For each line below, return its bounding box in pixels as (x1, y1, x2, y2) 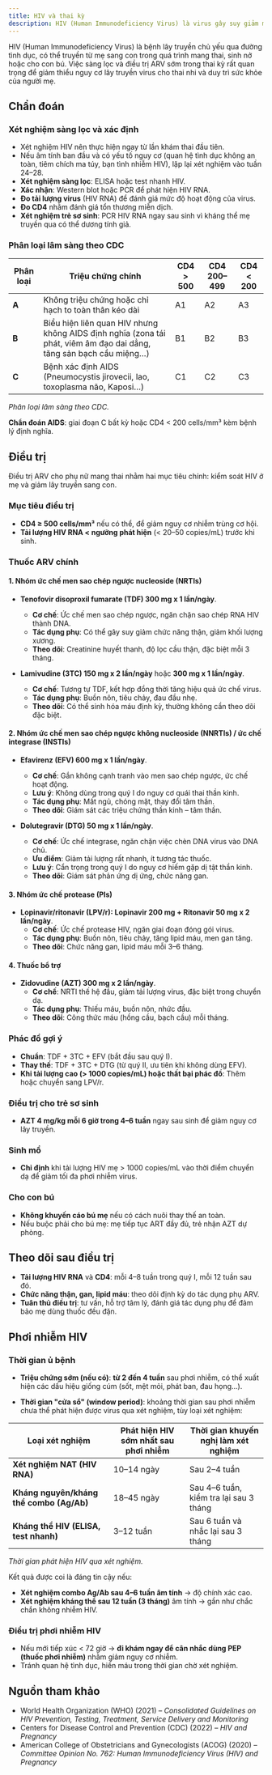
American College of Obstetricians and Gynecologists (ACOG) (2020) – (19, 1740, 257, 1750)
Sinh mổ (8, 1144, 42, 1156)
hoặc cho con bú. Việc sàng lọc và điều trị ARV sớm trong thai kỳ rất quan (8, 58, 255, 69)
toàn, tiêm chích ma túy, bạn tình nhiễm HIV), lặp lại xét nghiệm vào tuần (19, 159, 261, 169)
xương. (32, 635, 56, 645)
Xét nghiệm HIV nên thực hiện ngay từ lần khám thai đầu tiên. (19, 142, 225, 152)
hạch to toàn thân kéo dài (43, 304, 140, 316)
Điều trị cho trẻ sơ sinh (8, 1098, 100, 1109)
